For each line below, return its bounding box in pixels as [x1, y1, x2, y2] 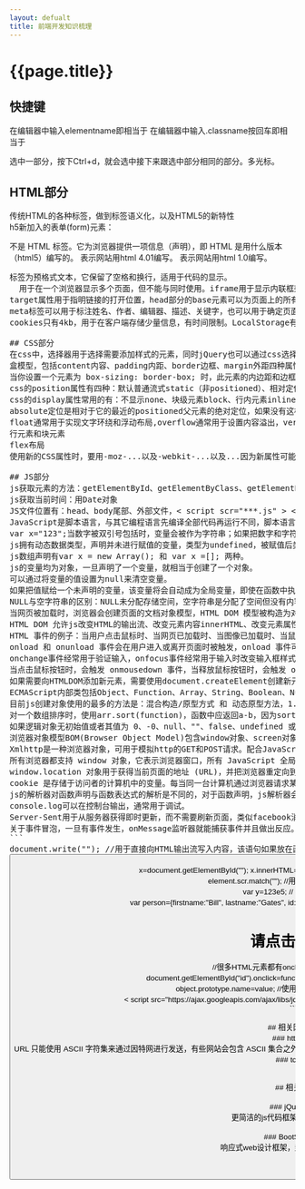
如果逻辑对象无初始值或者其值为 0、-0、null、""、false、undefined [9, 722, 284, 732]
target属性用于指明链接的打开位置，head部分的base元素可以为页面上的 [9, 295, 284, 305]
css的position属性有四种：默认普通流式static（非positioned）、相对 [9, 383, 286, 394]
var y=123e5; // [242, 887, 293, 897]
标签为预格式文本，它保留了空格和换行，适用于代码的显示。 [9, 272, 232, 282]
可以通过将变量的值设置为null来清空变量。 [9, 574, 172, 585]
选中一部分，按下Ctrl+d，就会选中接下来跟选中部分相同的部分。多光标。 [9, 155, 280, 166]
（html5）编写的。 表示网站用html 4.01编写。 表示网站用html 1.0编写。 [9, 252, 272, 263]
